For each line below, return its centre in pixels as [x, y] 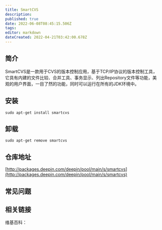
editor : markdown [23, 33]
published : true [22, 19]
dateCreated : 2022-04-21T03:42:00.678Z [46, 38]
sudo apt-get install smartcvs [37, 113]
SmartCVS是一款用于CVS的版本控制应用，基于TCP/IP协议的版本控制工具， [81, 71]
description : [19, 14]
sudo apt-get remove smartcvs [36, 141]
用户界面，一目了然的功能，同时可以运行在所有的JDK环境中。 [76, 84]
